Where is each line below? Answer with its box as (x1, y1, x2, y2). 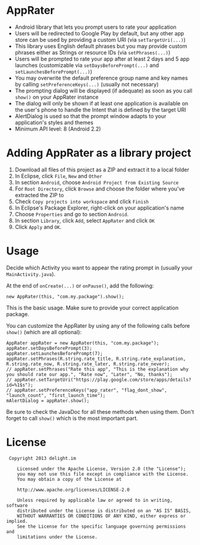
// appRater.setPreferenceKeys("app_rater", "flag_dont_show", (6, 387, 168, 393)
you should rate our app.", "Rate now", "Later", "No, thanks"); (6, 371, 172, 377)
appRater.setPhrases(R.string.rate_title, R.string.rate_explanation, (6, 356, 186, 362)
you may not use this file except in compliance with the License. (17, 471, 189, 477)
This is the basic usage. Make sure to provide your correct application (6, 304, 178, 311)
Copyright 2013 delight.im (8, 455, 77, 461)
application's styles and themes (14, 119, 94, 126)
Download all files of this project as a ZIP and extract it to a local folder (14, 166, 190, 173)
